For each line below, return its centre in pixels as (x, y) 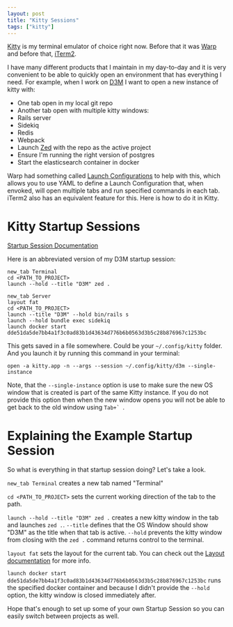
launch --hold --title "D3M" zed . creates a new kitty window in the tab (113, 518)
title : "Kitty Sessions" (43, 20)
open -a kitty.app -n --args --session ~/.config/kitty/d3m (96, 366)
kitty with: (22, 90)
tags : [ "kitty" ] (31, 27)
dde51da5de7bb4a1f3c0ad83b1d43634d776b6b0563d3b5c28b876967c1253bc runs (114, 580)
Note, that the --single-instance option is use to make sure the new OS (110, 385)
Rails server (34, 118)
